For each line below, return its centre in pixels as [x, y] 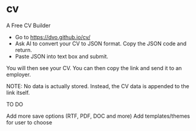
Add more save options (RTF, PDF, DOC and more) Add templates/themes [98, 116]
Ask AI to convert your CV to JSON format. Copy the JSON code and [101, 43]
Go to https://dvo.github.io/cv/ [53, 37]
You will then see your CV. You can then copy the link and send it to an [94, 68]
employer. [19, 74]
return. [23, 50]
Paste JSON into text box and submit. [62, 56]
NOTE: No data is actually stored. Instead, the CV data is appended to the [98, 86]
